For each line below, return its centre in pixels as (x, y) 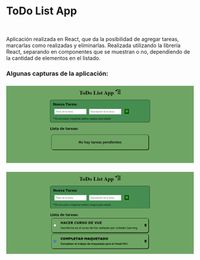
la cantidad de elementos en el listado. (54, 58)
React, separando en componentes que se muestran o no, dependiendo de (98, 51)
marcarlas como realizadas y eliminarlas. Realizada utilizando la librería (93, 45)
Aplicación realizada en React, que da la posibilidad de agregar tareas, (93, 39)
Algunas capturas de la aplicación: (57, 73)
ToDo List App (42, 11)
